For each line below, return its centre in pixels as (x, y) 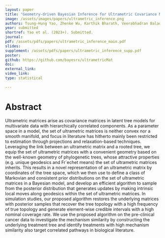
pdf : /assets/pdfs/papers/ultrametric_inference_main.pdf (66, 42)
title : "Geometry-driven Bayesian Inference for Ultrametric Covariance (81, 14)
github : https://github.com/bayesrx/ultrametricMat (59, 60)
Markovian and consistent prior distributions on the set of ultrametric (75, 178)
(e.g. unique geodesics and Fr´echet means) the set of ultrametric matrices (81, 162)
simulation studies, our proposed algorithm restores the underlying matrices (82, 199)
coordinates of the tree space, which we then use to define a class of (75, 173)
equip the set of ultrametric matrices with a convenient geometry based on (81, 152)
